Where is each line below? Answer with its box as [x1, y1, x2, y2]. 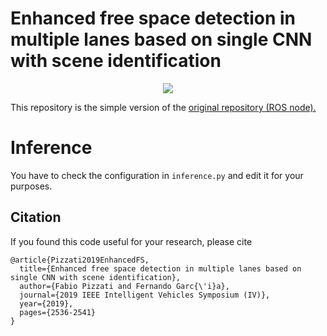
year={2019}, [19, 298, 74, 309]
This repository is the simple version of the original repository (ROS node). [10, 101, 317, 113]
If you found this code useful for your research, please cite [10, 235, 253, 247]
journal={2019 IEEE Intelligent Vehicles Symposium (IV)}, [19, 290, 271, 300]
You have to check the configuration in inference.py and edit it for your [10, 169, 304, 181]
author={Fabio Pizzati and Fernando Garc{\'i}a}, [19, 281, 230, 291]
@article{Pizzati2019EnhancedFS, [10, 255, 150, 265]
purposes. [10, 180, 53, 192]
